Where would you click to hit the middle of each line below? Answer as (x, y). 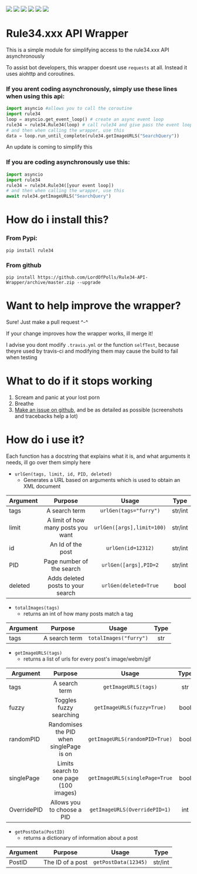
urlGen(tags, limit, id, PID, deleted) (63, 474)
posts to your (66, 585)
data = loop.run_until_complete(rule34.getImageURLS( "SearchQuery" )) (93, 136)
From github (24, 265)
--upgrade (89, 282)
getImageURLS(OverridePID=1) (130, 809)
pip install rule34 (30, 250)
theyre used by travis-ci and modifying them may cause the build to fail (92, 351)
